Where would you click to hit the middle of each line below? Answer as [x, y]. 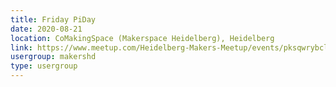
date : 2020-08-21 [46, 29]
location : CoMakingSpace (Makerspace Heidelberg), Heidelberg [142, 38]
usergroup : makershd [53, 57]
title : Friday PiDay [53, 19]
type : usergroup [44, 66]
